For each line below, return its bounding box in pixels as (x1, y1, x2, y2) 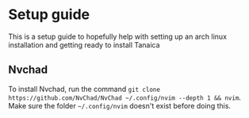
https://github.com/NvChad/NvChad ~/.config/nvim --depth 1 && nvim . (8, 93, 242, 102)
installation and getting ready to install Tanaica (8, 40, 160, 49)
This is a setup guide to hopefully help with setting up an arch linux (8, 32, 228, 41)
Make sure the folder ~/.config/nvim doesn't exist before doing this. (8, 101, 232, 110)
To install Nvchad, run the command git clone (8, 84, 161, 93)
